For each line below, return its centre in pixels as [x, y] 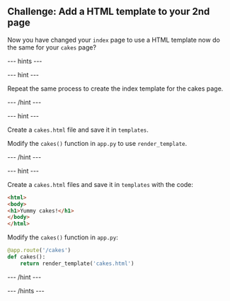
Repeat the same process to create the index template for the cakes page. [115, 89]
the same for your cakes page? [52, 47]
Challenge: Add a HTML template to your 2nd [109, 12]
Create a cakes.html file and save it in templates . [78, 130]
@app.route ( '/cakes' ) [39, 251]
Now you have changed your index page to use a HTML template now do [114, 40]
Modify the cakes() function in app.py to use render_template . [97, 143]
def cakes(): [27, 257]
